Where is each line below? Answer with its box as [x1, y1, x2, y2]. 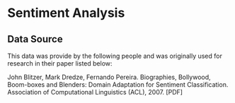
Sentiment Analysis [7, 5, 125, 21]
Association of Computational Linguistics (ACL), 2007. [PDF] [7, 88, 183, 96]
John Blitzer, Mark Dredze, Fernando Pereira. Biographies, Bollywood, [7, 73, 211, 81]
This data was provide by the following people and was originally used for [7, 51, 223, 60]
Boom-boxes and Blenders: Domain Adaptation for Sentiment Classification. [7, 80, 229, 89]
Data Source [7, 33, 63, 45]
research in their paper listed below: [7, 59, 113, 68]
